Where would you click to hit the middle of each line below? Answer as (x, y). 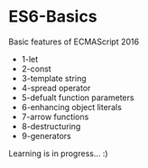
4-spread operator (56, 88)
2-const (36, 69)
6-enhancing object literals (72, 107)
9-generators (46, 135)
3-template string (54, 78)
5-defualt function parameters (78, 98)
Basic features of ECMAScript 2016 (74, 42)
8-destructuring (51, 126)
